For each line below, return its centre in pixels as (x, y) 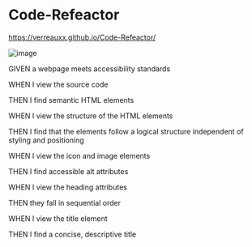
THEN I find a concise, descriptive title (73, 234)
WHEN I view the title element (58, 218)
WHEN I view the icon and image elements (79, 155)
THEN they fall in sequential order (65, 202)
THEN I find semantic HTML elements (71, 100)
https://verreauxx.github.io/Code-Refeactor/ (82, 37)
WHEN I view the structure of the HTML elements (91, 116)
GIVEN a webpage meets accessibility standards (90, 68)
